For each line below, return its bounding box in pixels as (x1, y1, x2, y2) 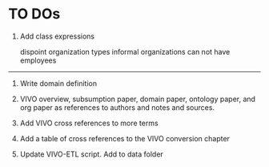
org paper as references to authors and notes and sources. (19, 102, 215, 112)
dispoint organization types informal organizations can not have (19, 47, 231, 56)
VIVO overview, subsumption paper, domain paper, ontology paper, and (19, 94, 256, 104)
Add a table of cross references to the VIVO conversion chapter (19, 133, 231, 143)
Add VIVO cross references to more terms (19, 118, 159, 128)
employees (19, 55, 57, 65)
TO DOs (8, 5, 61, 23)
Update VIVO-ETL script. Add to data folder (19, 149, 164, 159)
